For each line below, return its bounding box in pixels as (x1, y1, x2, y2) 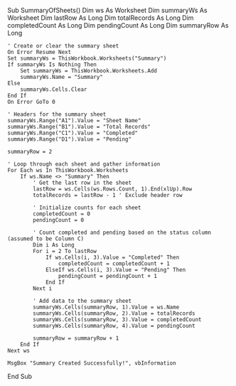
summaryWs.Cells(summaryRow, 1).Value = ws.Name (33, 304, 180, 311)
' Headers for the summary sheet (7, 111, 107, 118)
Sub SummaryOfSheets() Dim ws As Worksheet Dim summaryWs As (7, 6, 208, 14)
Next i (33, 285, 53, 292)
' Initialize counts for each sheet (33, 204, 141, 211)
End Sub (7, 372, 33, 380)
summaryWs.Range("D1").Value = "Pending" (7, 136, 132, 143)
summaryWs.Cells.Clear (20, 86, 87, 93)
